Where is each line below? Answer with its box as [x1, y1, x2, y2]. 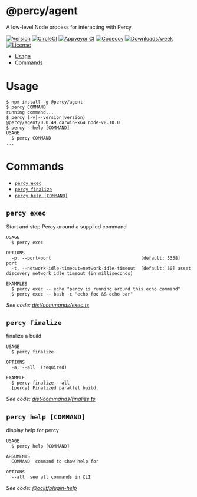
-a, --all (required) [11, 365, 67, 370]
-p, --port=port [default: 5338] [11, 255, 181, 261]
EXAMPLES [6, 281, 28, 287]
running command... [6, 109, 54, 115]
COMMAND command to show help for [11, 459, 99, 465]
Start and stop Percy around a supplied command [6, 223, 127, 230]
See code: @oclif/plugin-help [6, 485, 77, 492]
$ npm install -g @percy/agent [6, 99, 83, 105]
